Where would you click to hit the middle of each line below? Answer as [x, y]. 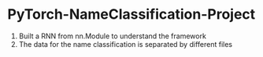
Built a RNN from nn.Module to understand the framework [112, 36]
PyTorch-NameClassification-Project [131, 14]
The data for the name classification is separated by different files [126, 44]
